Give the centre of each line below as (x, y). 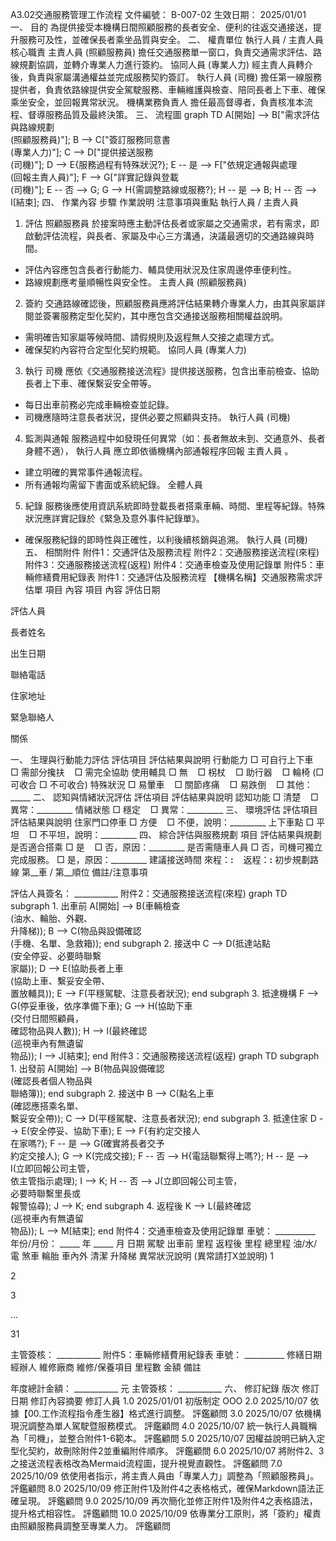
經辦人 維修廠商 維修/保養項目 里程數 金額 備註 (106, 1367)
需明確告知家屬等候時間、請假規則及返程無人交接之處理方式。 (152, 337)
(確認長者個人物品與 (51, 1081)
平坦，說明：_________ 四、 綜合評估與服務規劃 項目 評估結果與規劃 (185, 834)
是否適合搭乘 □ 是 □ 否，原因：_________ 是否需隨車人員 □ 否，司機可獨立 (166, 847)
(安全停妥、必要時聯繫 (56, 956)
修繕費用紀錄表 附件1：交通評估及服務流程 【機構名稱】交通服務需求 (174, 577)
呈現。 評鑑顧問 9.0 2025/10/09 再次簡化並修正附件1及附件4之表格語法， (168, 1501)
